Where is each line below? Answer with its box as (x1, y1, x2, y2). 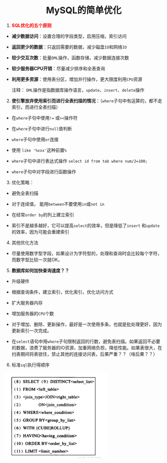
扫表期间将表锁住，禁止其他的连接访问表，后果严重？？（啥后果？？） (11, 351, 158, 357)
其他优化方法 (11, 239, 38, 246)
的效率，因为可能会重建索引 (11, 228, 70, 235)
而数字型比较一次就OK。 (11, 256, 63, 262)
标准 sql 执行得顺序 (11, 362, 50, 368)
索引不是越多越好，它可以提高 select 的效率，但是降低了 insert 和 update (11, 222, 160, 228)
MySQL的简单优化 (46, 5, 122, 16)
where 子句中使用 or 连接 (11, 136, 59, 142)
